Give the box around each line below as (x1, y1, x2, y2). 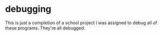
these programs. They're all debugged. (5, 25, 86, 31)
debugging (5, 3, 51, 15)
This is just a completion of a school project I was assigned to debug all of (5, 20, 158, 26)
